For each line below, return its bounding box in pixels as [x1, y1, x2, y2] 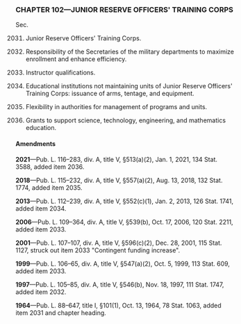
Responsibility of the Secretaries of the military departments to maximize [25, 47, 235, 56]
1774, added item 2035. [15, 183, 83, 192]
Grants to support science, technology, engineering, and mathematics [25, 116, 226, 124]
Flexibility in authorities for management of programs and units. [25, 103, 208, 111]
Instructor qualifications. [25, 68, 96, 77]
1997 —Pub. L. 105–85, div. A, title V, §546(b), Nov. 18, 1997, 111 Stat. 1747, [15, 280, 224, 289]
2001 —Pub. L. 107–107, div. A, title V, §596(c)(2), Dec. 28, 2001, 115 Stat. [15, 238, 222, 247]
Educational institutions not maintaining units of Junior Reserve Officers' [25, 82, 233, 90]
